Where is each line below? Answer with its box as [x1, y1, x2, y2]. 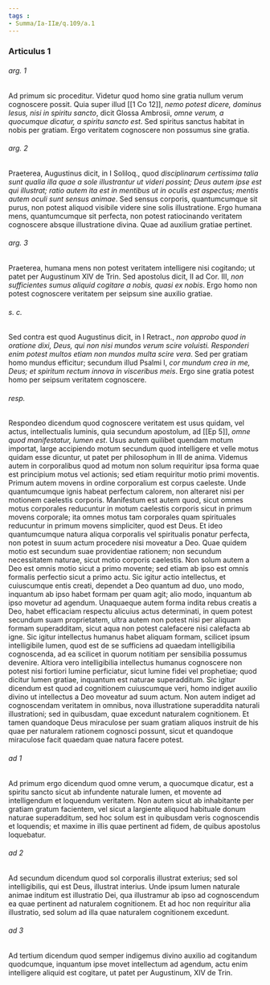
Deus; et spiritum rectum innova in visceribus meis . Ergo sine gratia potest [8, 366, 255, 376]
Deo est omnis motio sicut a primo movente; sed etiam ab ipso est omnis [8, 564, 249, 573]
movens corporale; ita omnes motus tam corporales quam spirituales [8, 512, 236, 522]
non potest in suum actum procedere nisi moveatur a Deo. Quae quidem [8, 538, 247, 548]
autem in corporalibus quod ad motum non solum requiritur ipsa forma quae [8, 461, 260, 471]
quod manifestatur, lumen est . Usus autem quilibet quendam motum [8, 436, 234, 445]
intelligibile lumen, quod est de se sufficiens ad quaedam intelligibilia [8, 641, 235, 651]
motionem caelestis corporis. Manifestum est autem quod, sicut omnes [8, 495, 243, 505]
